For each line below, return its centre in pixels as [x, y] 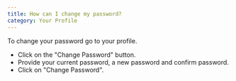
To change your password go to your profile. [72, 40]
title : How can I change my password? [64, 14]
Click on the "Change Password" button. [77, 55]
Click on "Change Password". [61, 70]
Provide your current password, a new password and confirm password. [123, 62]
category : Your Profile [43, 21]
